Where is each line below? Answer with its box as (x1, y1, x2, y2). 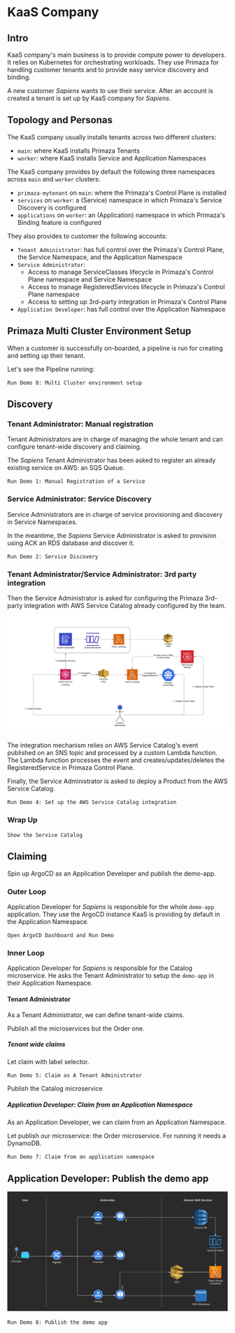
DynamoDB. (7, 1139, 42, 1147)
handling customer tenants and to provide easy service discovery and (7, 66, 208, 74)
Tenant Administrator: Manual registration (7, 419, 154, 429)
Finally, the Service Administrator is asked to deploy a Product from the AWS (7, 777, 228, 785)
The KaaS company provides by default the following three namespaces (7, 167, 215, 176)
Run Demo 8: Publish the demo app (7, 1319, 108, 1326)
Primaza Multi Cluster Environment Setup (7, 325, 192, 337)
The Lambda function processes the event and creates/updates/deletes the (7, 756, 225, 764)
